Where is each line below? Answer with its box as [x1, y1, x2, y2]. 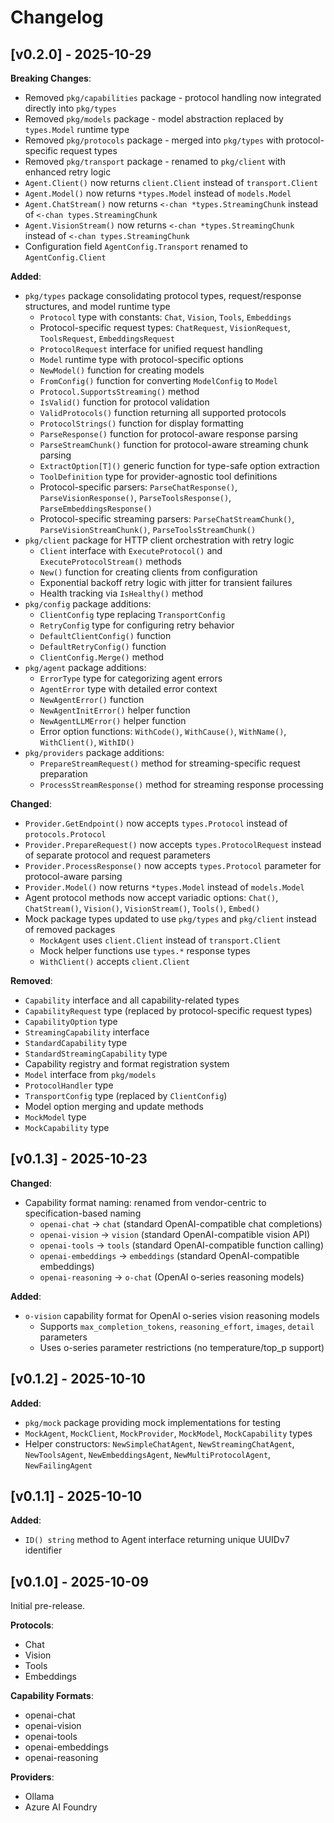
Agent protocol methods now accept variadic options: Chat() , [24, 892, 279, 903]
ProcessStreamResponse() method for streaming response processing [39, 779, 324, 790]
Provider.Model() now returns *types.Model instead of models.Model [24, 881, 305, 893]
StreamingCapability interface [24, 1026, 150, 1038]
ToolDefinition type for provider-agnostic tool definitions [39, 471, 278, 482]
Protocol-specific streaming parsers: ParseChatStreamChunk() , [39, 513, 295, 525]
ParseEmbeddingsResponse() [39, 504, 153, 514]
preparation [39, 768, 88, 780]
